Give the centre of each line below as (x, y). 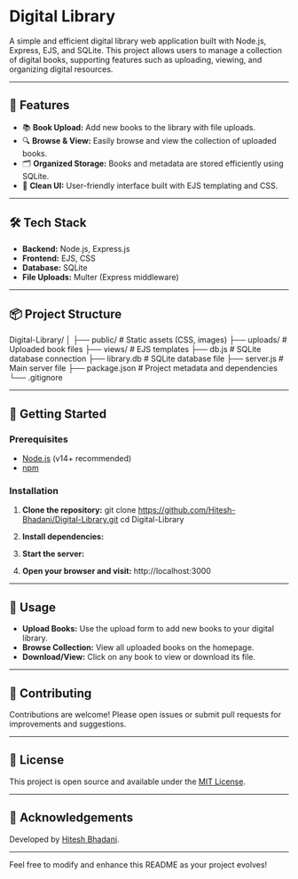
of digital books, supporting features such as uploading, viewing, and (136, 59)
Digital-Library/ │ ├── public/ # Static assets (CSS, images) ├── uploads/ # (148, 340)
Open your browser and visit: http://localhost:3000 (116, 571)
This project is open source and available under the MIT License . (128, 781)
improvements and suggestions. (68, 724)
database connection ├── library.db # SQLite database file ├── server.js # (146, 359)
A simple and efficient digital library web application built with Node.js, (138, 41)
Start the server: (53, 554)
